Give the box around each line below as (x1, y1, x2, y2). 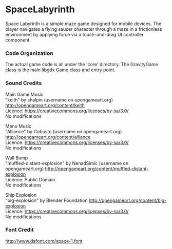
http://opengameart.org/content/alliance (5, 134, 91, 140)
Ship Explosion (5, 192, 37, 198)
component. (5, 37, 31, 43)
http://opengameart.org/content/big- (88, 197, 167, 203)
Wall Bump (5, 155, 28, 161)
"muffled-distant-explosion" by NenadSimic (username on (5, 160, 129, 166)
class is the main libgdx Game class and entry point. (5, 67, 116, 73)
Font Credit (5, 226, 34, 234)
